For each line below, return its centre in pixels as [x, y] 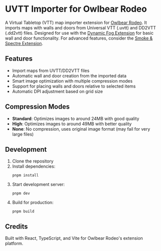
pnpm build [23, 211]
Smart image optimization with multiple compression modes [72, 81]
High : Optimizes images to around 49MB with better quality [72, 124]
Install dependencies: [34, 166]
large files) [23, 134]
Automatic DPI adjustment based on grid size [58, 91]
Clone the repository [33, 161]
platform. [14, 244]
